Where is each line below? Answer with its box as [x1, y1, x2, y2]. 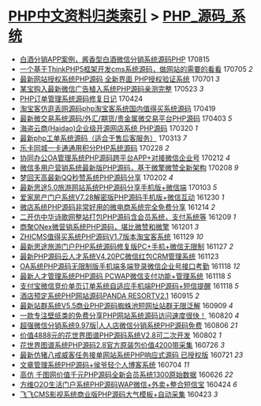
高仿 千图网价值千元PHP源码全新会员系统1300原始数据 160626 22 [19, 370, 234, 379]
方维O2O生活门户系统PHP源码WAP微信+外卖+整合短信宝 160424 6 [19, 379, 238, 389]
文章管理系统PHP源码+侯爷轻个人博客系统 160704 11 [19, 359, 190, 369]
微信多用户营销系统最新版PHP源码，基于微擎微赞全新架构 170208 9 [19, 162, 239, 172]
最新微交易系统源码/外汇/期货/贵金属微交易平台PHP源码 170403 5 [19, 114, 233, 123]
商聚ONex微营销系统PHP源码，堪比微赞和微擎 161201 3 [19, 222, 199, 231]
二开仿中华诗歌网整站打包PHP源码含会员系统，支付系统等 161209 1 [19, 212, 237, 222]
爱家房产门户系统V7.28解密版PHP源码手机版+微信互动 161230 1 [19, 192, 225, 202]
